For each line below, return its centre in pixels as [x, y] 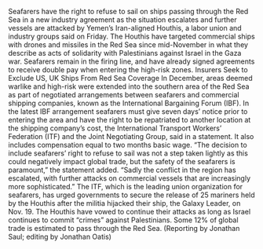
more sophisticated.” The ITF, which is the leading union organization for [126, 187]
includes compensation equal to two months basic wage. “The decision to [128, 145]
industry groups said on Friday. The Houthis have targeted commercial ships [131, 36]
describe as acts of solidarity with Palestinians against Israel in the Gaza [125, 53]
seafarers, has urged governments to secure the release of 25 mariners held [131, 195]
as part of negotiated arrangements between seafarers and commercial [124, 95]
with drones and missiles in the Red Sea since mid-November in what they [128, 45]
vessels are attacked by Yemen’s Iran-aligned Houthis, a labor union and [125, 28]
